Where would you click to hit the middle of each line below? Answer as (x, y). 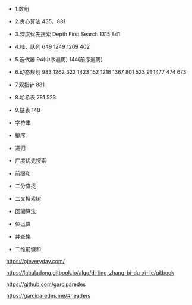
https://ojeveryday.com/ (36, 261)
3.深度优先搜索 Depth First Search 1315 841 (67, 34)
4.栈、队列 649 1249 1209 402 (52, 47)
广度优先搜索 (30, 161)
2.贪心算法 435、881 (40, 21)
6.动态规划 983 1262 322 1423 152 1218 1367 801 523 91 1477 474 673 (100, 72)
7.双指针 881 (29, 85)
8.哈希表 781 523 (35, 97)
